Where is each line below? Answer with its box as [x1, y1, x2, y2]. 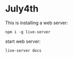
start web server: [5, 38, 41, 44]
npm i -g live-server [5, 29, 51, 34]
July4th [5, 3, 39, 15]
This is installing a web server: [5, 20, 68, 26]
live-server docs [5, 48, 42, 53]
